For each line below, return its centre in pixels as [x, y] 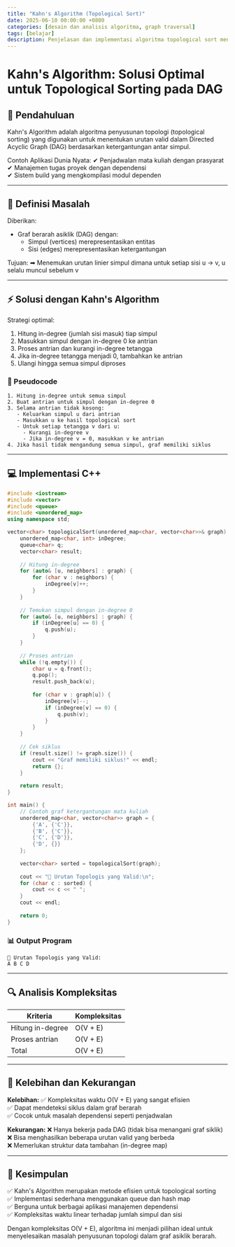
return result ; [42, 786]
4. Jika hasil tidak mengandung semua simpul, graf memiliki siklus [109, 445]
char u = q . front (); [62, 669]
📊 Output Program [40, 940]
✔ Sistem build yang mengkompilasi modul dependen [84, 175]
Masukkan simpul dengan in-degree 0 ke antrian [87, 341]
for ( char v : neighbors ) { [73, 578]
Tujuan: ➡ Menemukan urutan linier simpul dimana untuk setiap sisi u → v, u [116, 263]
